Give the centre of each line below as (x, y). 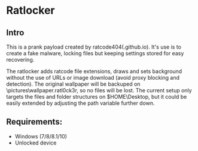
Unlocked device (36, 143)
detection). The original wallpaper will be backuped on (73, 84)
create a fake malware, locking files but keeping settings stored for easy (95, 53)
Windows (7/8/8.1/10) (41, 136)
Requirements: (34, 122)
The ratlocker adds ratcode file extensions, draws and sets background (94, 71)
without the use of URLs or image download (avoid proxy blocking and (93, 78)
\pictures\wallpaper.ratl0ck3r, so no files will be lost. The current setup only (99, 90)
